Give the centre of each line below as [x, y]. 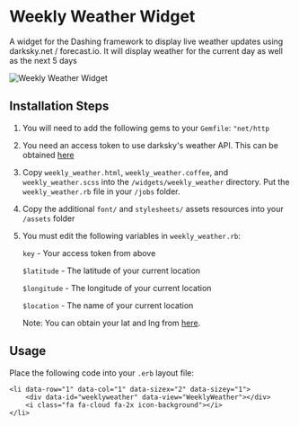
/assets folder [48, 218]
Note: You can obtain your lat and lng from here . [111, 323]
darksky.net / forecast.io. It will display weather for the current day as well [146, 50]
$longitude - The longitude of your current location [117, 288]
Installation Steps [59, 106]
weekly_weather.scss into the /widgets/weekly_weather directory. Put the [156, 182]
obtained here [48, 155]
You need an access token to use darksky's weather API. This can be [150, 145]
